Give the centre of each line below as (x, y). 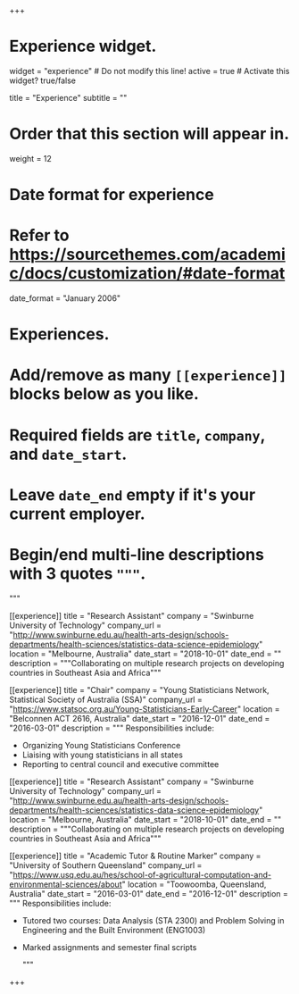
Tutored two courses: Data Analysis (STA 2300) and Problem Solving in (153, 920)
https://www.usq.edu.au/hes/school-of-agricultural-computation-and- (142, 874)
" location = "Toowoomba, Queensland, (194, 884)
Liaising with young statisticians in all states (102, 755)
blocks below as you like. (104, 394)
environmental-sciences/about (66, 884)
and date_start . (68, 454)
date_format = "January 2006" (65, 298)
